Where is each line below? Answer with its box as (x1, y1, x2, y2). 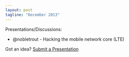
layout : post (5, 7, 33, 13)
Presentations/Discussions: (5, 26, 62, 32)
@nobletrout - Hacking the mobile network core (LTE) (12, 36, 125, 42)
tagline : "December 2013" (5, 12, 60, 17)
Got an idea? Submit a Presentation (5, 46, 79, 52)
